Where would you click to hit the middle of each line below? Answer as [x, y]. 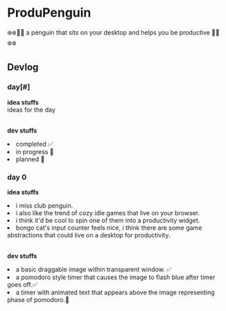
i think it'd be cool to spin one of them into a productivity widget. [108, 220]
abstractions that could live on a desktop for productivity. [89, 235]
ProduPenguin [49, 13]
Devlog [23, 67]
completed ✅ [35, 144]
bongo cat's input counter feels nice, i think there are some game [109, 228]
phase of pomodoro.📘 [38, 299]
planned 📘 [31, 159]
